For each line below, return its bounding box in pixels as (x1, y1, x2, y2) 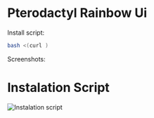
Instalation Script (7, 80, 110, 95)
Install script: (7, 28, 45, 37)
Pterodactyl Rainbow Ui (7, 5, 148, 21)
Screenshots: (7, 54, 46, 63)
